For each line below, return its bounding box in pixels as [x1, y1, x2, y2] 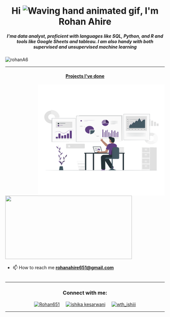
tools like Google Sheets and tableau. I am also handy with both [17, 38, 153, 44]
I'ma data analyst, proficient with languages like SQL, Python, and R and [7, 33, 163, 39]
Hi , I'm [11, 5, 159, 17]
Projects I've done [65, 73, 105, 79]
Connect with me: [62, 290, 108, 297]
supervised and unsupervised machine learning [33, 44, 137, 50]
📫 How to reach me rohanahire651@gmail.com [12, 265, 114, 271]
